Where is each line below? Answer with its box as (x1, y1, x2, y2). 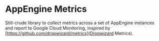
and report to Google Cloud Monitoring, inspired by (5, 25, 110, 31)
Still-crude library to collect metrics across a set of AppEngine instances (5, 20, 154, 26)
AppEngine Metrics (5, 3, 87, 15)
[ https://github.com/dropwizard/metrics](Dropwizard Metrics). (5, 30, 133, 36)
